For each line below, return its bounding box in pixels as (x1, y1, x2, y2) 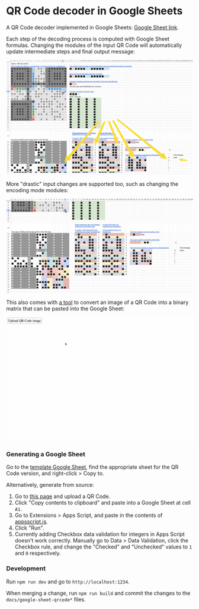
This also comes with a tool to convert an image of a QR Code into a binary (6, 299, 189, 306)
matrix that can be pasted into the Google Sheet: (6, 304, 125, 312)
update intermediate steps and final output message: (6, 47, 135, 55)
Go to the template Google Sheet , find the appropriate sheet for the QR (6, 464, 179, 471)
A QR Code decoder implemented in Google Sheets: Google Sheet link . (6, 24, 179, 31)
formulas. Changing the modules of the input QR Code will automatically (6, 42, 182, 49)
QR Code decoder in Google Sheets (6, 4, 183, 18)
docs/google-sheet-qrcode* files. (6, 595, 86, 603)
